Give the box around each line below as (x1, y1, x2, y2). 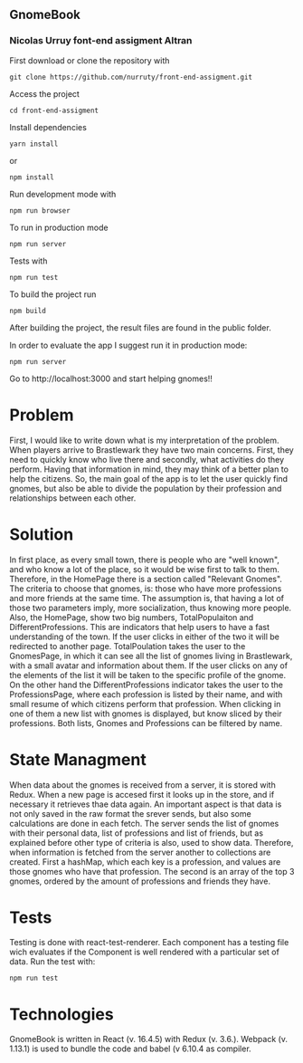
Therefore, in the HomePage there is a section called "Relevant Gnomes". (9, 573, 283, 584)
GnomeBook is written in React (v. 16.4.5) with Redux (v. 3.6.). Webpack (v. (9, 1034, 288, 1045)
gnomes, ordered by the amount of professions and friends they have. (9, 876, 271, 886)
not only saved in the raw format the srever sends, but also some (9, 808, 251, 819)
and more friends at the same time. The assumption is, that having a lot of (9, 592, 285, 603)
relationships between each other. (9, 493, 137, 503)
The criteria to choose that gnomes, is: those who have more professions (9, 583, 282, 594)
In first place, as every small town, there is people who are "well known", (9, 554, 280, 565)
